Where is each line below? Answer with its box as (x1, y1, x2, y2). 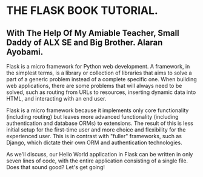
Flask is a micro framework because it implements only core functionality (6, 107, 189, 114)
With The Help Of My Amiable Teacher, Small (6, 28, 180, 38)
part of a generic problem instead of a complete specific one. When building (6, 76, 197, 82)
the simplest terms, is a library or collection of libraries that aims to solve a (6, 69, 192, 76)
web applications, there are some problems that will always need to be (6, 82, 182, 89)
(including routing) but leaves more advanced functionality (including (6, 113, 179, 120)
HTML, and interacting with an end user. (6, 95, 107, 102)
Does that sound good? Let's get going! (6, 164, 105, 170)
